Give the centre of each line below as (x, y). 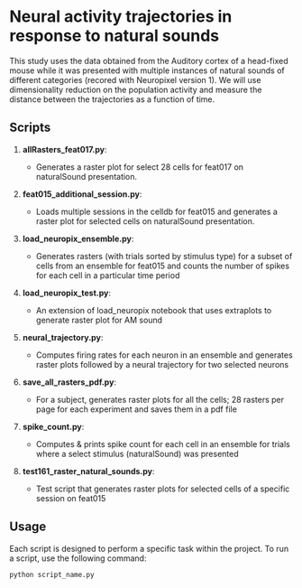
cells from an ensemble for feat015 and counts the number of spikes (163, 266)
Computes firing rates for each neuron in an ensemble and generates (164, 355)
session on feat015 (71, 498)
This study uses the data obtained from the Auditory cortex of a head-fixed (149, 61)
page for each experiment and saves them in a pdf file (136, 409)
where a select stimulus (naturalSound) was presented (137, 453)
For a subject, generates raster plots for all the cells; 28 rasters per (160, 399)
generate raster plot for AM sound (99, 320)
